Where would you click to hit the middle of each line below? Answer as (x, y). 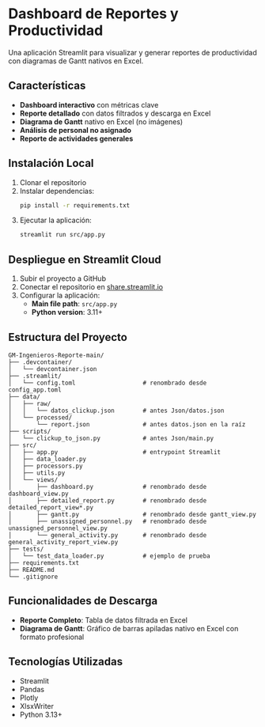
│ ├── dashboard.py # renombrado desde (108, 487)
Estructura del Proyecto (68, 337)
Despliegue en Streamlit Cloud (85, 259)
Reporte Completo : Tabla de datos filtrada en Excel (104, 620)
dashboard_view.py (38, 494)
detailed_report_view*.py (51, 507)
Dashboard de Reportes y (94, 14)
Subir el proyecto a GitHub (63, 278)
